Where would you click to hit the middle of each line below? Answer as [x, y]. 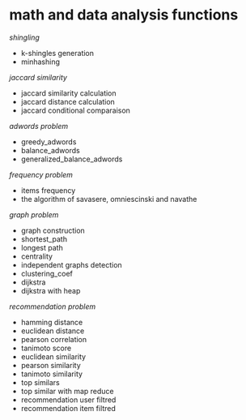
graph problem [34, 214]
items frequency [48, 190]
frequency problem [41, 174]
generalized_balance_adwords [72, 159]
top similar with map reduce [67, 391]
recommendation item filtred [68, 408]
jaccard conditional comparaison [75, 110]
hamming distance [52, 322]
